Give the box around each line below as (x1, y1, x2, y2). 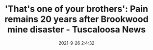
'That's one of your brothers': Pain (4, 3, 149, 15)
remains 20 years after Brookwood (4, 14, 149, 25)
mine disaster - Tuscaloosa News (7, 24, 146, 35)
